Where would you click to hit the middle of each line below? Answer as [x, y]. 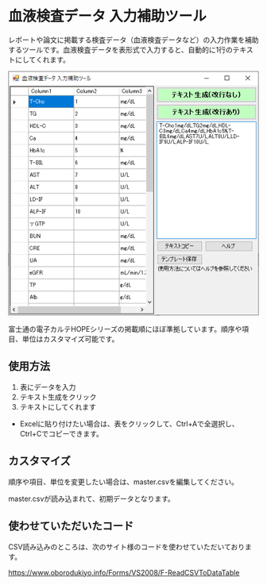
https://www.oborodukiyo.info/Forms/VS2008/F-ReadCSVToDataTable [124, 572]
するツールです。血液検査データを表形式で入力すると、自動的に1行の [120, 49]
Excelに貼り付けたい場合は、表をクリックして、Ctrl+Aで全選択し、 [130, 423]
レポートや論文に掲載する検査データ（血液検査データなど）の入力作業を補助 [133, 40]
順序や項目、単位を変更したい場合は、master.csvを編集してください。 [123, 482]
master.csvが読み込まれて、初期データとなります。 [91, 498]
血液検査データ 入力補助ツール [107, 16]
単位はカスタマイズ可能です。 [70, 339]
